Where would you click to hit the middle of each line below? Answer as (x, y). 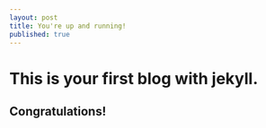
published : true (40, 34)
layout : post (34, 17)
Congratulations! (58, 111)
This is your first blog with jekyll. (134, 78)
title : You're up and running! (68, 26)
